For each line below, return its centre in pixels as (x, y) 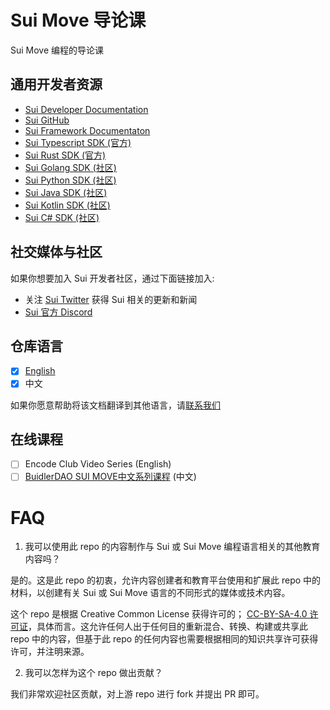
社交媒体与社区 (56, 252)
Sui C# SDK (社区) (62, 217)
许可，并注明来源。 (50, 652)
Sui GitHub (47, 120)
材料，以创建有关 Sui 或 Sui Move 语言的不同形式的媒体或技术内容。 (150, 593)
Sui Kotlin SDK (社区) (67, 205)
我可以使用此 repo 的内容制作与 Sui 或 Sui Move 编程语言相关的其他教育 (172, 547)
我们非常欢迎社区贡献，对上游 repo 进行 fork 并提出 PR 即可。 (137, 694)
